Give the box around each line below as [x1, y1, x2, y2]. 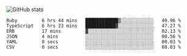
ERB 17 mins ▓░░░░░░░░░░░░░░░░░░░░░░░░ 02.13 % [6, 28, 182, 34]
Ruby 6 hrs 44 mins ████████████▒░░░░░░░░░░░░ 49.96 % [6, 18, 182, 24]
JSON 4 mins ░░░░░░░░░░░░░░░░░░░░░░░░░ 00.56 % [6, 33, 182, 40]
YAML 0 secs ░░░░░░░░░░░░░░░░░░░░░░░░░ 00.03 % [6, 39, 182, 45]
